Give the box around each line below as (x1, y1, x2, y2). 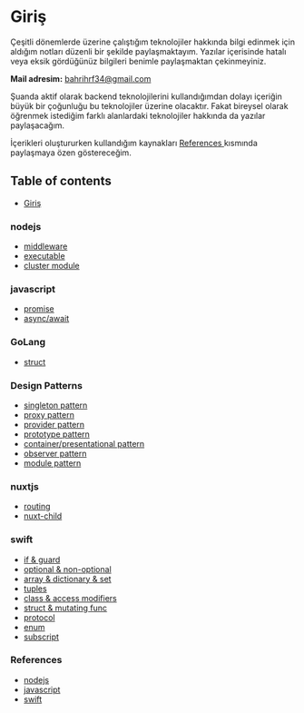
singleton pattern (23, 400, 88, 411)
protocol (23, 611, 55, 623)
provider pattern (23, 419, 85, 430)
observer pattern (23, 448, 87, 459)
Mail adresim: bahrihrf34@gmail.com (10, 73, 152, 84)
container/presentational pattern (23, 438, 145, 449)
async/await (23, 313, 70, 324)
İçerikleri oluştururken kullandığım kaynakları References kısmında (10, 137, 258, 148)
